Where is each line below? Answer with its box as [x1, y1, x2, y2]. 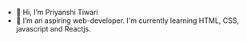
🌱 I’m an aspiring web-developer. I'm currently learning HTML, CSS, [15, 16, 240, 25]
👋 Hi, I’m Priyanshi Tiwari [15, 8, 98, 17]
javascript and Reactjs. [15, 24, 91, 33]
